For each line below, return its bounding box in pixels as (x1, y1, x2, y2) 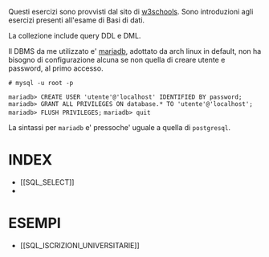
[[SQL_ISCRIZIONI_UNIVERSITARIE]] (19, 240, 141, 250)
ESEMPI (8, 214, 62, 232)
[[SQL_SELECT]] (19, 177, 75, 187)
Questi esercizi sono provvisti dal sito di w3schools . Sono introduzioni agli (8, 7, 254, 16)
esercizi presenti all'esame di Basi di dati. (8, 15, 145, 25)
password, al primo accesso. (8, 63, 104, 73)
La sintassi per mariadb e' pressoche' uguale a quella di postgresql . (8, 123, 231, 132)
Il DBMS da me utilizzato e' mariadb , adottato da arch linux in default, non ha (8, 47, 262, 55)
